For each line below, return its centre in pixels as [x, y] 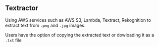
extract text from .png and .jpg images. [45, 25]
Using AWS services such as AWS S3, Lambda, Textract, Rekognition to [78, 20]
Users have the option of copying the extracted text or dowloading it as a [80, 35]
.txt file [13, 40]
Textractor [22, 8]
